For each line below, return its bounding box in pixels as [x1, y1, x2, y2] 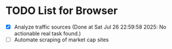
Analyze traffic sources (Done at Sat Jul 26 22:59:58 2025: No [14, 23, 167, 30]
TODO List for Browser [5, 4, 118, 17]
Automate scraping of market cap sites [14, 36, 109, 43]
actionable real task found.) [14, 30, 81, 37]
